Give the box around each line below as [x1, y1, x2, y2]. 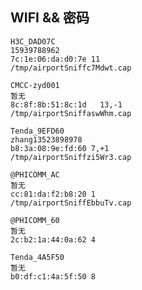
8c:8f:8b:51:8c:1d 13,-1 [10, 99, 123, 110]
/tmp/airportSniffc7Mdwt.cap [10, 63, 132, 73]
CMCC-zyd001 [10, 80, 60, 90]
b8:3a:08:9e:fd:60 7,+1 [10, 143, 110, 153]
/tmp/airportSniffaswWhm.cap [10, 108, 132, 118]
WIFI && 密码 [10, 9, 90, 27]
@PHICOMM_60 [10, 215, 60, 225]
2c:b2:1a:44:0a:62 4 [10, 234, 97, 245]
